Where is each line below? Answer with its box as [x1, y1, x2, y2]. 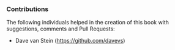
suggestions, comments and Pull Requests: [6, 25, 115, 32]
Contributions [6, 5, 49, 13]
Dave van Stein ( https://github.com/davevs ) [15, 37, 125, 45]
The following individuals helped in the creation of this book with [6, 19, 169, 26]
